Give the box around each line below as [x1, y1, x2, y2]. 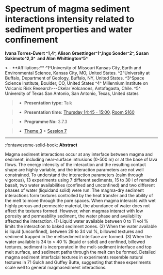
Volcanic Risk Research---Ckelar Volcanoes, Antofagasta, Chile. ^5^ [5, 85, 141, 91]
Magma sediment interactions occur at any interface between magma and [5, 151, 153, 157]
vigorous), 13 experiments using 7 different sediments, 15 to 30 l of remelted [5, 177, 157, 183]
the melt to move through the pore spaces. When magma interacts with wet [5, 198, 156, 203]
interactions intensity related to [5, 14, 135, 25]
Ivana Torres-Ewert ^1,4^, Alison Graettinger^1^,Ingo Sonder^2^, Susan [5, 50, 149, 56]
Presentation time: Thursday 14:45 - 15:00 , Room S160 [24, 109, 135, 115]
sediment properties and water [5, 24, 132, 35]
